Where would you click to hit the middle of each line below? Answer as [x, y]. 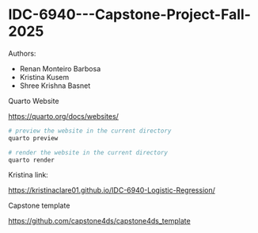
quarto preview [33, 138]
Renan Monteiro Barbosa [60, 68]
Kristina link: [28, 175]
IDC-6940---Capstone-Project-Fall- [130, 15]
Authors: [22, 53]
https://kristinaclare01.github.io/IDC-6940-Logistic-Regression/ [112, 190]
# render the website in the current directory [88, 152]
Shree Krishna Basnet [55, 86]
